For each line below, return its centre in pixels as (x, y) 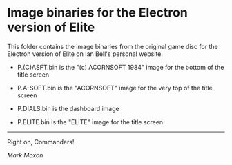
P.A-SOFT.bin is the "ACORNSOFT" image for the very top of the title (115, 88)
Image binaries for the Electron (97, 13)
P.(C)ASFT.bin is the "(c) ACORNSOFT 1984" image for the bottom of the (120, 67)
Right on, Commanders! (41, 142)
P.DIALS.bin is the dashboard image (68, 108)
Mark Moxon (25, 155)
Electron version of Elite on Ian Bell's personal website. (85, 54)
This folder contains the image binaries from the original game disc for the (113, 46)
